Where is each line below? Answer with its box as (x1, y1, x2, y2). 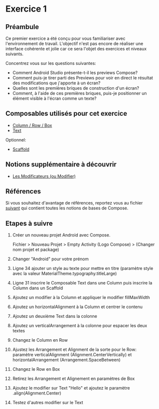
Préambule (5, 23, 39, 31)
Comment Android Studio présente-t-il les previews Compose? (12, 70, 138, 76)
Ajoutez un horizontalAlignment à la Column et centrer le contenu (12, 304, 143, 310)
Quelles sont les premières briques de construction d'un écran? (12, 85, 139, 91)
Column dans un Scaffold (12, 285, 63, 291)
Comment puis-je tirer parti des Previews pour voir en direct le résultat (12, 75, 153, 80)
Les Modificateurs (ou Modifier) (12, 173, 76, 179)
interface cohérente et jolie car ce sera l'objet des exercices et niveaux (5, 46, 147, 51)
